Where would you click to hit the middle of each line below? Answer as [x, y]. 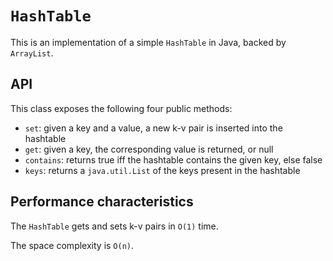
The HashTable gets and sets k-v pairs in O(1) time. [114, 226]
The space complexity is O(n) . [72, 245]
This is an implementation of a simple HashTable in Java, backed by [148, 42]
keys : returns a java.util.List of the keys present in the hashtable [162, 170]
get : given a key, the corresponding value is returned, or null [149, 149]
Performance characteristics [102, 202]
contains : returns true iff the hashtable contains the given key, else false [173, 159]
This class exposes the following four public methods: [121, 108]
